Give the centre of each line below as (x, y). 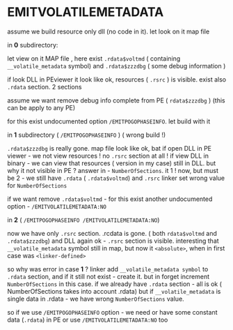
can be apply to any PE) (41, 107)
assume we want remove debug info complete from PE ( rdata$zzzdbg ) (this (116, 100)
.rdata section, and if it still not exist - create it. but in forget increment (109, 276)
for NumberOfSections (37, 185)
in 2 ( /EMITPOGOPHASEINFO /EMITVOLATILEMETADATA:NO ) (83, 220)
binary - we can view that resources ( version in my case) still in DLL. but (112, 163)
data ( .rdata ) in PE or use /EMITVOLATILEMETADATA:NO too (88, 320)
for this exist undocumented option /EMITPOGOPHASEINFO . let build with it (109, 121)
